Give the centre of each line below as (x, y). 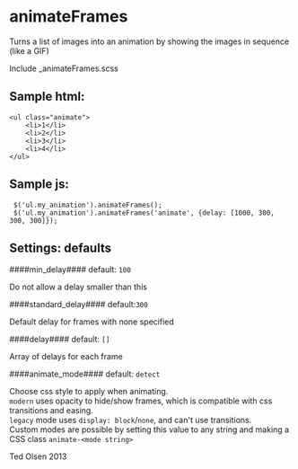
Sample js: (39, 185)
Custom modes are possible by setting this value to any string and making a (149, 429)
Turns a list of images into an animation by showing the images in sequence (149, 41)
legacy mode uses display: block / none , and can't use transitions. (131, 420)
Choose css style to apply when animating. (89, 392)
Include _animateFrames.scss (64, 68)
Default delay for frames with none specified (92, 322)
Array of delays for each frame (66, 357)
